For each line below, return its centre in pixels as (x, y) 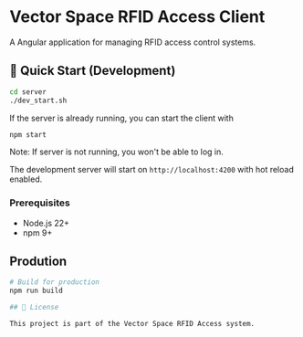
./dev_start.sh (38, 100)
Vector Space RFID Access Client (137, 17)
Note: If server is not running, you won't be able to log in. (116, 152)
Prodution (38, 262)
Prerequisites (40, 203)
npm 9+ (37, 232)
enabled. (26, 179)
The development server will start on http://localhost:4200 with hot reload (151, 170)
